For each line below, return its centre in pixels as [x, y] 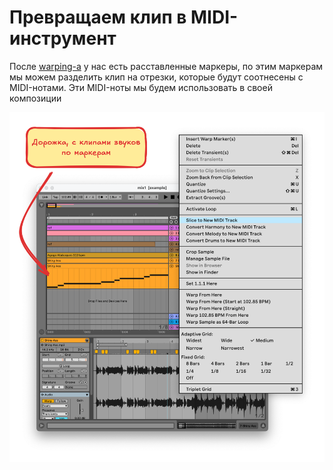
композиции [35, 98]
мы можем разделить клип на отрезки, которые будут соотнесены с [156, 77]
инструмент [63, 38]
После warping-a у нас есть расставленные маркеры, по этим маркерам [166, 66]
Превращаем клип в [98, 17]
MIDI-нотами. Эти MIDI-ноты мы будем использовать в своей [141, 87]
